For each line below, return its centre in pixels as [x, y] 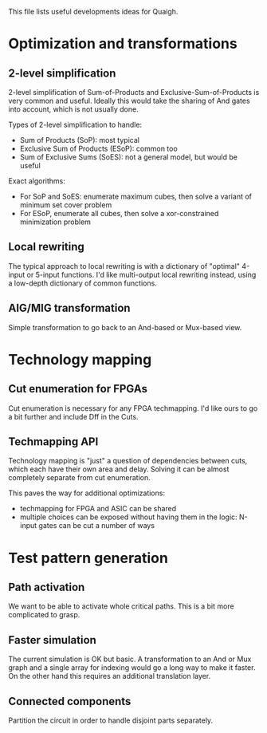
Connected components [70, 701]
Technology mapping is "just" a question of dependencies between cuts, [128, 461]
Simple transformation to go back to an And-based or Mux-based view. [125, 327]
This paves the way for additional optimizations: [87, 493]
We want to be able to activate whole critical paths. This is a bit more [121, 606]
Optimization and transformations [123, 44]
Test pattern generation [88, 558]
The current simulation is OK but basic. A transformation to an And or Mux [130, 659]
